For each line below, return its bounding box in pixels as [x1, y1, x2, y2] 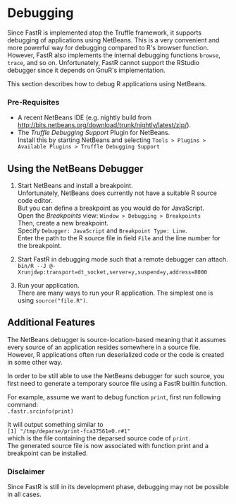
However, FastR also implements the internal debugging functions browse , [7, 51, 221, 59]
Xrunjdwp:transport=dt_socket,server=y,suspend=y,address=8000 [17, 269, 208, 276]
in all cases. [7, 490, 42, 499]
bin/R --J [17, 263, 47, 270]
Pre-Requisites [7, 97, 60, 107]
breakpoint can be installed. [7, 449, 88, 457]
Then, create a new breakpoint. [17, 219, 109, 228]
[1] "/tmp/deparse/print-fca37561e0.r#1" [7, 428, 131, 435]
